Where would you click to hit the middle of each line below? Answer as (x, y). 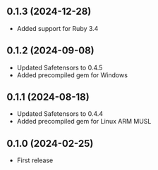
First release (35, 160)
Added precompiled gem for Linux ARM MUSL (84, 122)
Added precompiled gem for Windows (72, 75)
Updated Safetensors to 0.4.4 (60, 114)
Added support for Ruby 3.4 (57, 28)
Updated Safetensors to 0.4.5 (60, 67)
